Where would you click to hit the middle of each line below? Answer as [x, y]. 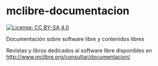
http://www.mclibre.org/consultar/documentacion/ [68, 56]
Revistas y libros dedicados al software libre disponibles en [79, 50]
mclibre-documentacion [68, 11]
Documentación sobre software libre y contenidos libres [75, 39]
